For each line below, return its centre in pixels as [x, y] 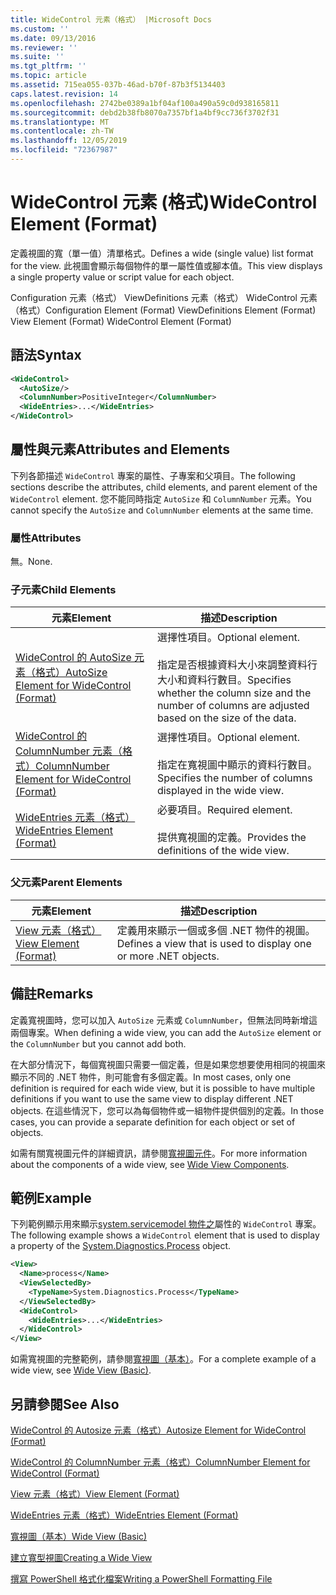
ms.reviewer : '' [44, 47]
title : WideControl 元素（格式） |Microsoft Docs [111, 19]
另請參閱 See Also [65, 1404]
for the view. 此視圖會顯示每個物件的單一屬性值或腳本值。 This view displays [166, 265]
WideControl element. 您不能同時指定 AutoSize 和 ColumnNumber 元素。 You [161, 498]
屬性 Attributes [46, 538]
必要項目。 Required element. [224, 810]
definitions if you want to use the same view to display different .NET [152, 1098]
